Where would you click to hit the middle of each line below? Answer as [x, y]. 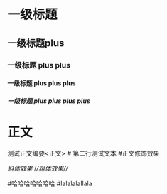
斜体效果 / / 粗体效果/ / [38, 168]
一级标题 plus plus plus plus [49, 101]
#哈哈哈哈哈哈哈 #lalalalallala [50, 183]
